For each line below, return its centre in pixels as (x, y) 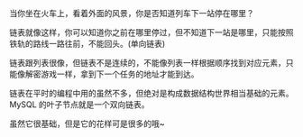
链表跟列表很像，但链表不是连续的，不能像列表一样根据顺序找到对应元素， (147, 63)
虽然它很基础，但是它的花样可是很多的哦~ (87, 123)
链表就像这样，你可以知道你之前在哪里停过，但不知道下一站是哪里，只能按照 (151, 32)
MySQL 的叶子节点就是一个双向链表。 (80, 105)
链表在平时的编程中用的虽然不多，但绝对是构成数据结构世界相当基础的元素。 (151, 93)
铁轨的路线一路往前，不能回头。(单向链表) (87, 44)
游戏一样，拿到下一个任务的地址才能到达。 (119, 74)
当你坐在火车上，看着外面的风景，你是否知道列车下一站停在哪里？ (132, 13)
